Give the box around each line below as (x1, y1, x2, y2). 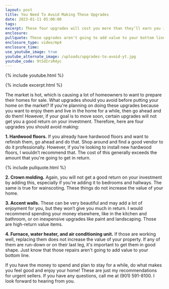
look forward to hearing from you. (5, 278, 75, 284)
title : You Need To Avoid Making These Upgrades (5, 12, 109, 17)
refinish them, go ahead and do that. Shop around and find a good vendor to (5, 139, 163, 145)
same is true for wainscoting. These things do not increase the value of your (5, 185, 163, 191)
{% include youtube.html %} (5, 72, 64, 78)
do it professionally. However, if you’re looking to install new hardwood (5, 144, 152, 151)
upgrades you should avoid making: (5, 124, 79, 130)
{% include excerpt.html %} (5, 82, 63, 88)
